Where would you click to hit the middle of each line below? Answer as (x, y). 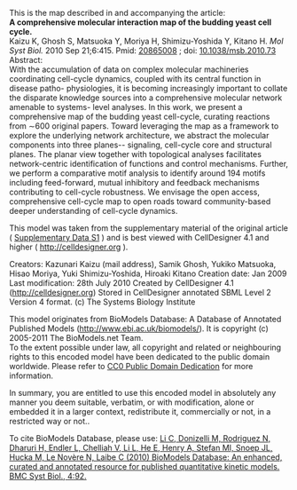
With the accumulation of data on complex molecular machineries (129, 69)
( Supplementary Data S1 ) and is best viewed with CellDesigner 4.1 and (139, 237)
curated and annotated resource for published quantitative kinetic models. (145, 466)
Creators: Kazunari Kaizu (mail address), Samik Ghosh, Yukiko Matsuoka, (143, 264)
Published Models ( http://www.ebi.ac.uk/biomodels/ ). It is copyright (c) (139, 328)
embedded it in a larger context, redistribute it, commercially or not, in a (140, 411)
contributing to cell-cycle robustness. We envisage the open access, (134, 192)
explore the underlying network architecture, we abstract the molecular (139, 135)
